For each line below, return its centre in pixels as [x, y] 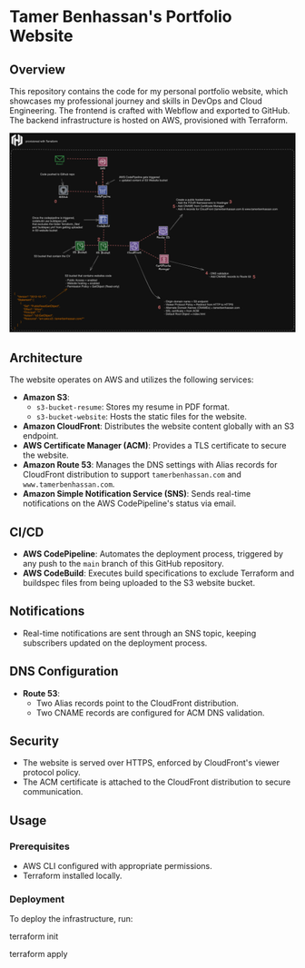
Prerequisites [39, 846]
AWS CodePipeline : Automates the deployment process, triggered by [153, 554]
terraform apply [39, 954]
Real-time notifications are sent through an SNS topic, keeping [139, 633]
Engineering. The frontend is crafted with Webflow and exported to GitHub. [150, 110]
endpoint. [40, 436]
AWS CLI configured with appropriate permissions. [118, 866]
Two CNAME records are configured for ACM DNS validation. [150, 712]
